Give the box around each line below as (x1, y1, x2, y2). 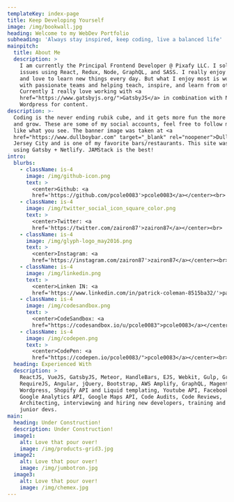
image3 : (13, 471, 36, 478)
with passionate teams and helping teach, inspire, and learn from (19, 82, 219, 89)
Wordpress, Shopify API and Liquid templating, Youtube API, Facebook (19, 387, 229, 394)
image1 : (13, 432, 36, 439)
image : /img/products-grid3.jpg (19, 445, 114, 452)
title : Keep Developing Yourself (7, 17, 104, 24)
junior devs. (19, 406, 58, 413)
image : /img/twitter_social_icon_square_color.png (25, 205, 176, 212)
